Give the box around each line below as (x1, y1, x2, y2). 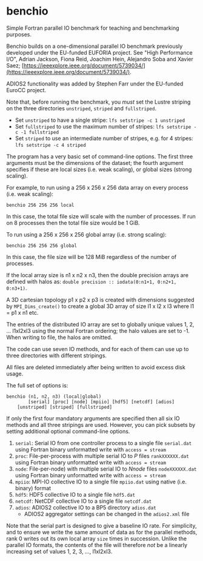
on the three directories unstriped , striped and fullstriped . (6, 104, 156, 112)
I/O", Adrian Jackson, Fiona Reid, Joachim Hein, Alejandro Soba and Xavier (6, 55, 194, 62)
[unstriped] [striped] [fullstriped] (17, 404, 113, 410)
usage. (6, 370, 24, 377)
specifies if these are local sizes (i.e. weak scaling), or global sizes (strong (6, 166, 192, 173)
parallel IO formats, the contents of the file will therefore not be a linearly (6, 541, 188, 548)
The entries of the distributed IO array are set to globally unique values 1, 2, (6, 320, 195, 328)
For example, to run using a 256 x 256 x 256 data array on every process (6, 184, 189, 191)
